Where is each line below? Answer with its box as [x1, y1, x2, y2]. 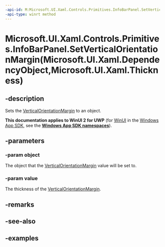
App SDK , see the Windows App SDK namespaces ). [5, 122, 112, 128]
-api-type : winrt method [5, 12, 56, 17]
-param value [5, 175, 38, 182]
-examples [5, 234, 39, 242]
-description [5, 95, 44, 103]
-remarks [5, 200, 34, 209]
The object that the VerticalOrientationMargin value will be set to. [5, 163, 137, 169]
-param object [5, 151, 40, 158]
